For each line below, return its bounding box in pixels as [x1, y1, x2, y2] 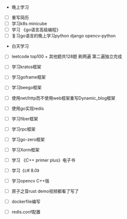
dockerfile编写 [11, 199, 41, 204]
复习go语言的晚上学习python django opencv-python [11, 33, 116, 39]
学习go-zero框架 [11, 136, 45, 142]
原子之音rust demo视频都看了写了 [11, 188, 79, 194]
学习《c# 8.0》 [11, 167, 39, 173]
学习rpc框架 [11, 126, 36, 132]
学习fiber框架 [11, 116, 38, 122]
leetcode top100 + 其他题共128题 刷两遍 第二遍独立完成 [11, 54, 122, 59]
